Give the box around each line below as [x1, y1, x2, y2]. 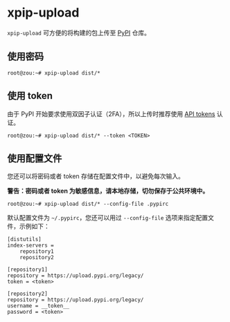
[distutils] [7, 236, 42, 243]
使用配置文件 [7, 152, 62, 164]
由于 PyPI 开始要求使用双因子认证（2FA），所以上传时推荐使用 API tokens [7, 109, 215, 118]
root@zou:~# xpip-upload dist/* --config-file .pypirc [7, 200, 169, 208]
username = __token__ [7, 303, 70, 310]
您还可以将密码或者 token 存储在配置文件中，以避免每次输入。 [7, 172, 185, 180]
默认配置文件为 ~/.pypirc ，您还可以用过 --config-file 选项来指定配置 [7, 214, 209, 222]
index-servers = [7, 242, 54, 249]
